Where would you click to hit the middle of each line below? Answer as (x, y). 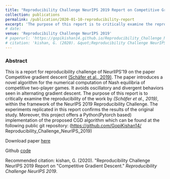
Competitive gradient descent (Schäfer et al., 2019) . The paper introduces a (84, 77)
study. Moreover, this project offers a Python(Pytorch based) (69, 115)
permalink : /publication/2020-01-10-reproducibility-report (70, 19)
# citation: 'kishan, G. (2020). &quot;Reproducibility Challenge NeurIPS (86, 43)
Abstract (16, 60)
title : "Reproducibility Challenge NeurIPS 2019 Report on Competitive (82, 10)
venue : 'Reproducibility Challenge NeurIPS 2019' (59, 33)
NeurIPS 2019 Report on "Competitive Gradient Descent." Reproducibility (81, 166)
